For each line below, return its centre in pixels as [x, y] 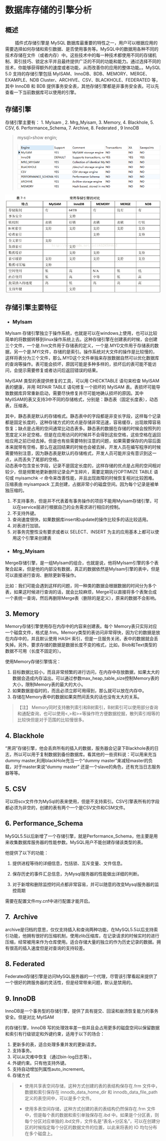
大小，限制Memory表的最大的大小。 [49, 684]
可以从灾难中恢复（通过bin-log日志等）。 [53, 1057]
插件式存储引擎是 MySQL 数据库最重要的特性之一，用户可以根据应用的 [86, 43]
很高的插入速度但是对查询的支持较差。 [48, 948]
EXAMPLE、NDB [22, 80]
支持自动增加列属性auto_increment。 [50, 1069]
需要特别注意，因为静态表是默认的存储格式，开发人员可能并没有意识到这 [79, 453]
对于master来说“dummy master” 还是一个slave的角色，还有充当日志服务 [87, 767]
